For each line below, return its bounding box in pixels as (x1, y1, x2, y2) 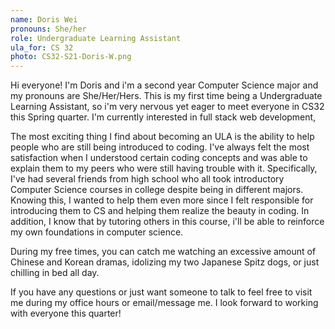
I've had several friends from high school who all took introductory (10, 173, 285, 185)
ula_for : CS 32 (10, 42, 74, 53)
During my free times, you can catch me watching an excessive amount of (10, 246, 317, 258)
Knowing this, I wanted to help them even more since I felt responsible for (10, 194, 314, 206)
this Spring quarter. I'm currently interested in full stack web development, (10, 111, 317, 123)
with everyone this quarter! (10, 307, 122, 320)
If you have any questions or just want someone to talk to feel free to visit (10, 286, 313, 298)
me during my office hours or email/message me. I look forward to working (10, 297, 319, 309)
